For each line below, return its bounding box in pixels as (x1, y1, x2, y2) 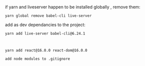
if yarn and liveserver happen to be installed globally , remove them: (5, 4, 141, 10)
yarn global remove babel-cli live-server (5, 13, 92, 18)
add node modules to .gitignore (5, 56, 70, 61)
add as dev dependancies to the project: (5, 22, 86, 27)
